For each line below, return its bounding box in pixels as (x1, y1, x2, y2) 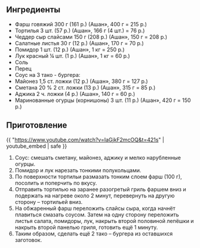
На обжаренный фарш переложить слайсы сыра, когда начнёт (14, 204, 176, 212)
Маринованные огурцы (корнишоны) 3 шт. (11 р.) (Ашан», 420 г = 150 (14, 97, 191, 104)
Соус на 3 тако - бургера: (14, 71, 81, 78)
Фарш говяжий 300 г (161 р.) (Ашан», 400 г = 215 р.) (14, 20, 147, 27)
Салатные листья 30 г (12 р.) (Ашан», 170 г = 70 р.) (14, 39, 144, 46)
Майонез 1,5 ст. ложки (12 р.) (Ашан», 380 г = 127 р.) (14, 77, 148, 85)
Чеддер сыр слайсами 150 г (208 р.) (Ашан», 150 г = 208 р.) (14, 33, 168, 41)
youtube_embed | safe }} (6, 142, 67, 150)
